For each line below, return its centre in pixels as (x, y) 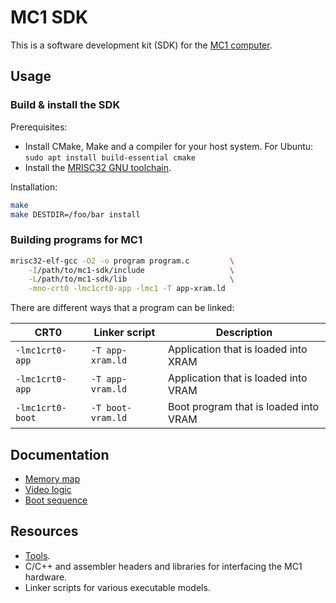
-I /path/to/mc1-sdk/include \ (131, 270)
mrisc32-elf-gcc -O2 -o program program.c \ (122, 261)
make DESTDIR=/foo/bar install (75, 214)
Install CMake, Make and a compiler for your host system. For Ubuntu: (169, 146)
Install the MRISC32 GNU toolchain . (98, 167)
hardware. (46, 577)
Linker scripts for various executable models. (117, 587)
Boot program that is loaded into (243, 407)
